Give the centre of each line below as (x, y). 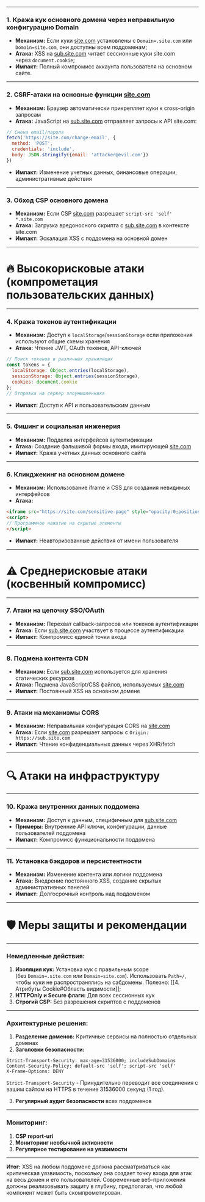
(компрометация (52, 282)
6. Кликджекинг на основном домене (66, 474)
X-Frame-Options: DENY (35, 1072)
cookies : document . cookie (45, 382)
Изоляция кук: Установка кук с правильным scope (82, 969)
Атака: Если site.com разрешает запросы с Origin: (82, 732)
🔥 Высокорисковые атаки (75, 269)
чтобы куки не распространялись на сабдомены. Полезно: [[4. (97, 982)
